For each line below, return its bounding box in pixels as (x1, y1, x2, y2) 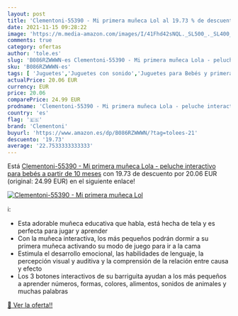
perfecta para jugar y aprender (17, 227, 108, 235)
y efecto (17, 264, 42, 273)
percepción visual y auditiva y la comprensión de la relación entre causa (17, 257, 229, 266)
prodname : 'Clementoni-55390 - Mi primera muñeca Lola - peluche (7, 103, 204, 110)
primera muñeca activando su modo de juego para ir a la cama (17, 242, 201, 251)
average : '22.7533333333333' (7, 143, 93, 150)
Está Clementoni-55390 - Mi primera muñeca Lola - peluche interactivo (7, 162, 216, 170)
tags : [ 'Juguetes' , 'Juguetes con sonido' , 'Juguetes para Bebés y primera (7, 70, 233, 77)
